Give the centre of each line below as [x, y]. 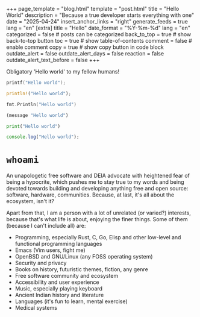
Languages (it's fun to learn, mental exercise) [71, 301]
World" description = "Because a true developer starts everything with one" [100, 15]
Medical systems [36, 308]
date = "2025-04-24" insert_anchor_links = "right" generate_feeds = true [97, 21]
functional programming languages [58, 244]
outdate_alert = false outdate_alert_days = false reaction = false [85, 53]
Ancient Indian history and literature [59, 295]
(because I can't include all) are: [46, 226]
